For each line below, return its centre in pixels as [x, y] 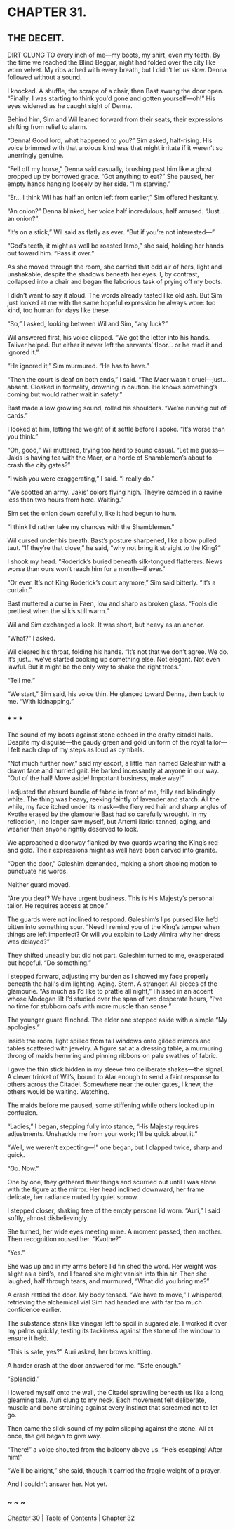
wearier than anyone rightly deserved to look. [73, 829]
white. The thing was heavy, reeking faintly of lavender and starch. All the [113, 799]
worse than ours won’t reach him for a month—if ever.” [86, 569]
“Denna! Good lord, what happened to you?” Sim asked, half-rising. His [110, 140]
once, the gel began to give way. [54, 1436]
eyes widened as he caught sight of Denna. [70, 106]
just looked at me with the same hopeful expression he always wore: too [112, 303]
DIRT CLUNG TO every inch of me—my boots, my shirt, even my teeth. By [114, 55]
